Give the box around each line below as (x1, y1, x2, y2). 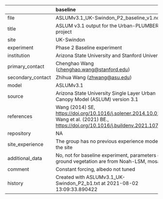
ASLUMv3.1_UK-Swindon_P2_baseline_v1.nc (55, 15, 160, 21)
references (7, 113, 33, 120)
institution (7, 52, 30, 59)
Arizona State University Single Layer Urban (55, 90, 156, 96)
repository (7, 130, 31, 137)
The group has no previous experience (55, 138, 144, 145)
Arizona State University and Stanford (55, 52, 142, 59)
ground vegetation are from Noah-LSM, (55, 158, 147, 164)
